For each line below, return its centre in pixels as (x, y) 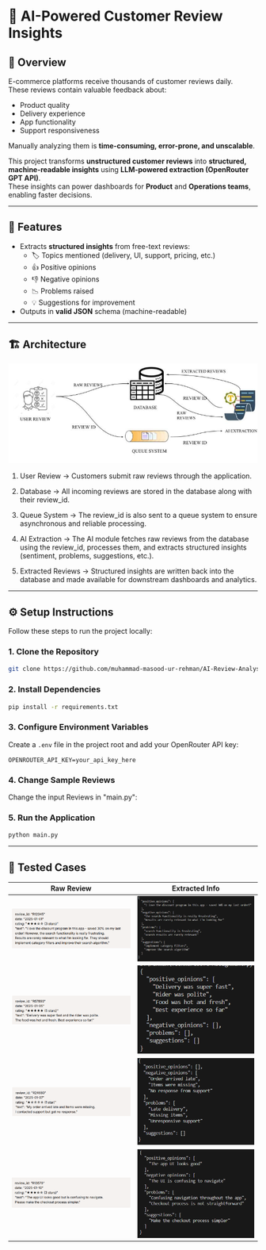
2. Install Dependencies (55, 689)
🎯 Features (35, 227)
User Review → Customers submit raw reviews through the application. (135, 476)
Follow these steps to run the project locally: (80, 631)
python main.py (33, 835)
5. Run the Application (52, 818)
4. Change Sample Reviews (62, 780)
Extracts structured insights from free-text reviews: (104, 246)
